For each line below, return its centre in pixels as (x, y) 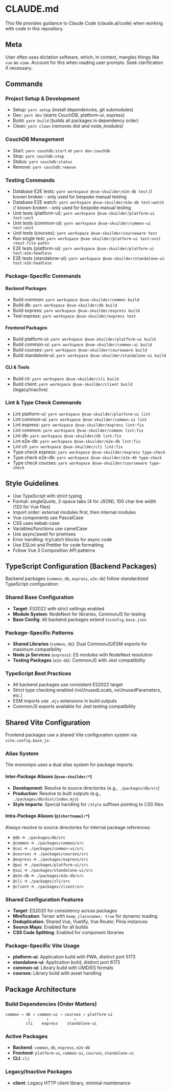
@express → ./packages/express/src (50, 859)
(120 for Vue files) (31, 507)
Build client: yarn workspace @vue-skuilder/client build (72, 384)
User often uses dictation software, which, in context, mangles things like (82, 57)
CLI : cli (21, 1058)
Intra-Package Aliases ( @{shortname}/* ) (48, 816)
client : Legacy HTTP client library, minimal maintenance (71, 1083)
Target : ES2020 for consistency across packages (65, 911)
